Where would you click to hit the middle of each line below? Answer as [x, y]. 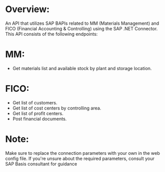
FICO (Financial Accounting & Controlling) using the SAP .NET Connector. [81, 28]
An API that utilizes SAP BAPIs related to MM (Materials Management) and [82, 23]
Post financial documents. [40, 119]
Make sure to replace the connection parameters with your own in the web [83, 153]
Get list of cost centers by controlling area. [57, 108]
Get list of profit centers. [38, 113]
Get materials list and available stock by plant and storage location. [82, 68]
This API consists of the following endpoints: [51, 34]
